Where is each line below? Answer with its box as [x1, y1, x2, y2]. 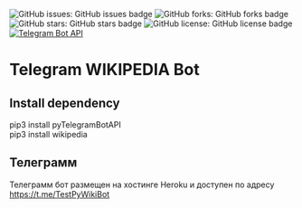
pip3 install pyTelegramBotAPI [9, 119, 122, 130]
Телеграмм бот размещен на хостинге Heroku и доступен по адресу [9, 179, 275, 190]
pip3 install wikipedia [9, 129, 88, 139]
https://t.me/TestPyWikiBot [9, 188, 110, 199]
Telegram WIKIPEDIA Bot [9, 60, 201, 80]
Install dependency [9, 95, 120, 110]
